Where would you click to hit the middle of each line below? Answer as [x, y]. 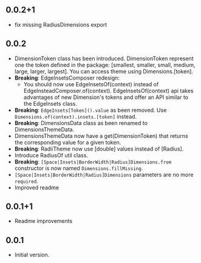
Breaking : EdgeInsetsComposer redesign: [67, 78]
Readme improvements [43, 221]
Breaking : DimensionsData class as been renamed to [81, 123]
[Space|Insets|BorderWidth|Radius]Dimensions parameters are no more [104, 174]
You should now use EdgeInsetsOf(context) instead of [91, 84]
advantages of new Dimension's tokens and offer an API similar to [106, 97]
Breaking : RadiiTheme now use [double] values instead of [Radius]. [99, 149]
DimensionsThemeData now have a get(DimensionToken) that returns [101, 135]
